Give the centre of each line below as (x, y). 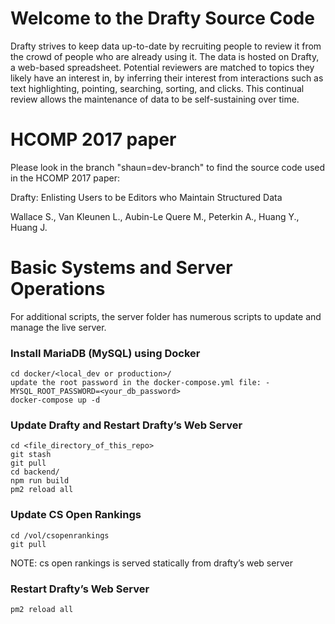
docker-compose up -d (55, 400)
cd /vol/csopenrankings (60, 535)
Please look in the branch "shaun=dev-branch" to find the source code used (168, 167)
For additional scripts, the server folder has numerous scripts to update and (166, 316)
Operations (58, 289)
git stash (31, 455)
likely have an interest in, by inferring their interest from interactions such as (167, 78)
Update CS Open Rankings (76, 515)
